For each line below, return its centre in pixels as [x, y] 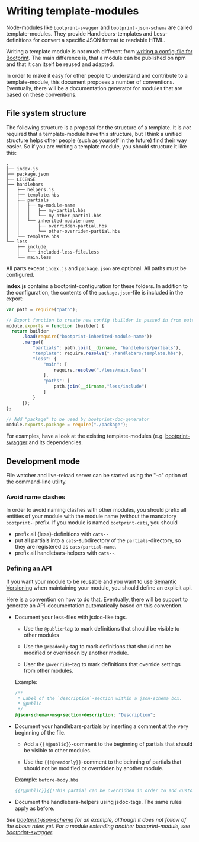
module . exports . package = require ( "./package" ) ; [67, 425]
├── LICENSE [21, 179]
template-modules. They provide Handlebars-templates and [79, 33]
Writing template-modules [73, 11]
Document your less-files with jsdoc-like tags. [71, 617]
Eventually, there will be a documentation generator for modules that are [94, 88]
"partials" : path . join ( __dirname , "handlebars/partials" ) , [107, 348]
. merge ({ [33, 343]
